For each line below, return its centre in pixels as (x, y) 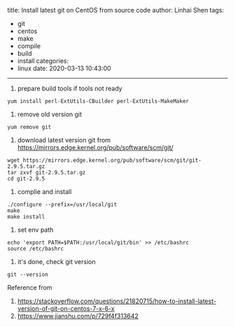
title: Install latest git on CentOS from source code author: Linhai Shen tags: (116, 10)
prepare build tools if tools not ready (70, 88)
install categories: (43, 61)
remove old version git (50, 114)
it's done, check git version (56, 262)
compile (29, 46)
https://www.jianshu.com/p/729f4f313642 (78, 316)
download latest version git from (64, 140)
